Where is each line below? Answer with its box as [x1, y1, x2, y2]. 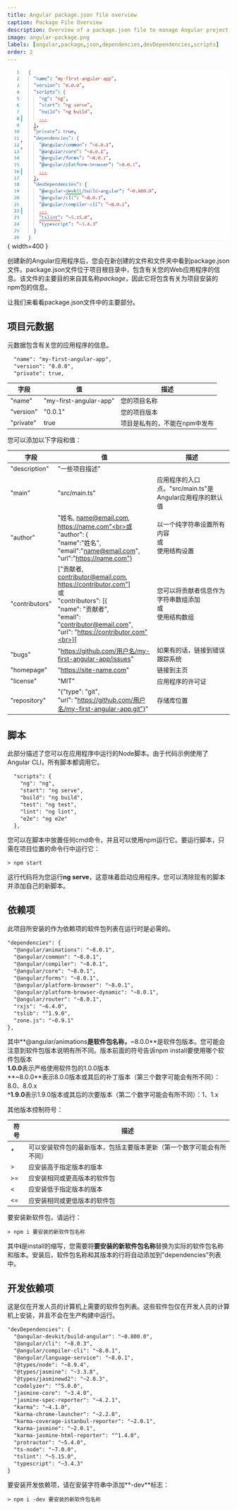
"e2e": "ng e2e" [20, 816, 68, 823]
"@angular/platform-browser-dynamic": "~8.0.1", [13, 989, 159, 996]
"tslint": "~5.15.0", [13, 1453, 78, 1460]
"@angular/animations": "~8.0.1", [13, 946, 115, 953]
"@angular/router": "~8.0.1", [13, 996, 102, 1003]
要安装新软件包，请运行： [7, 1213, 82, 1222]
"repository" [10, 696, 47, 704]
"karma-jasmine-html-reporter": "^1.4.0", [13, 1432, 140, 1439]
